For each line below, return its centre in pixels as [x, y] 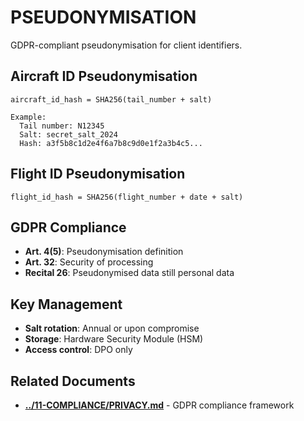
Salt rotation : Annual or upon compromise [112, 328]
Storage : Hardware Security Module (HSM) [114, 339]
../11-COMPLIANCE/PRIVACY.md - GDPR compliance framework [159, 405]
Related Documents [73, 381]
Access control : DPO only [78, 350]
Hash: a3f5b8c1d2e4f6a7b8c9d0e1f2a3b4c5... [111, 143]
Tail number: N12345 [62, 126]
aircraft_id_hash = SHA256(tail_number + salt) [111, 99]
